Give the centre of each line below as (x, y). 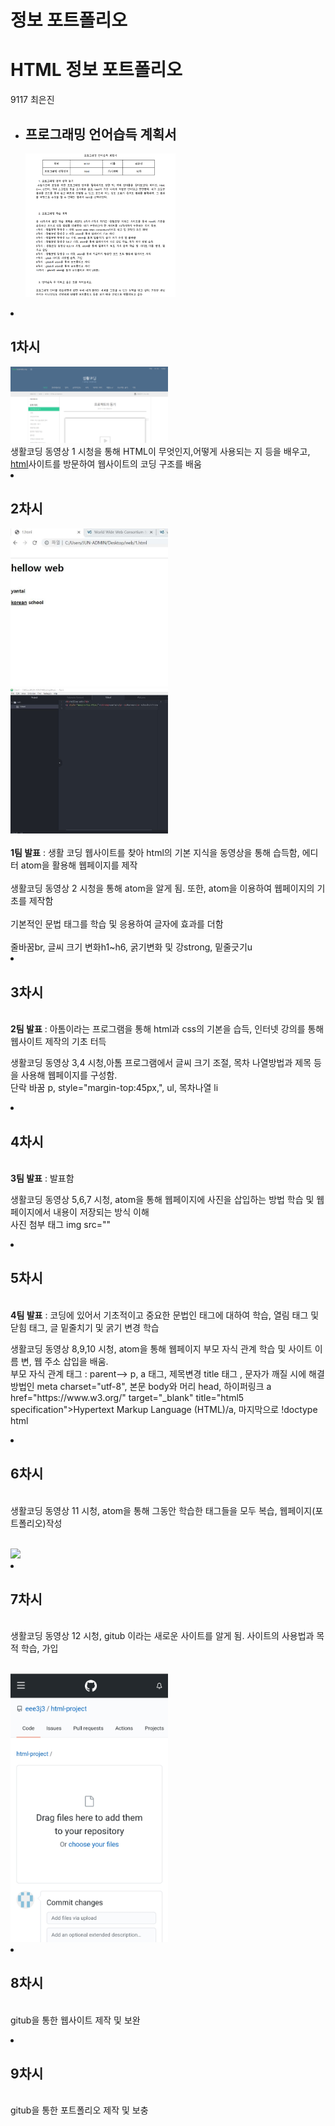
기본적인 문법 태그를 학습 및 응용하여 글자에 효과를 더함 (117, 924)
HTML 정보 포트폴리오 (96, 70)
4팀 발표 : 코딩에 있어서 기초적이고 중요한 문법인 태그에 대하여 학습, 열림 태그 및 (165, 1315)
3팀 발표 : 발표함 (42, 1178)
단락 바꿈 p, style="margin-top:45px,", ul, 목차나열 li (114, 1088)
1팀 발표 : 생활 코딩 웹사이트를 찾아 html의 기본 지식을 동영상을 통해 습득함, (155, 853)
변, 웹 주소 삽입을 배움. (64, 1361)
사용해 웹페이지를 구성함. (69, 1075)
